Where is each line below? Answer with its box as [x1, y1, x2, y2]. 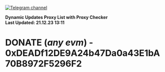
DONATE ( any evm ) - [5, 37, 93, 48]
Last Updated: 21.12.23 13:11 [5, 20, 65, 25]
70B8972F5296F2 [5, 58, 82, 70]
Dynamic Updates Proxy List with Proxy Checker [5, 14, 108, 20]
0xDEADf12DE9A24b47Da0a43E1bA [5, 48, 160, 59]
